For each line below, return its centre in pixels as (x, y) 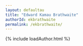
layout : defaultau (25, 10)
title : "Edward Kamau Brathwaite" (42, 15)
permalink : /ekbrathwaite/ (34, 24)
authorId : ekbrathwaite (31, 19)
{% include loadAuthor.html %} (38, 39)
